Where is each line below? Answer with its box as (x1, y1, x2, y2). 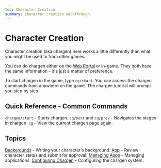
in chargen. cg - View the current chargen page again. (5, 120, 113, 126)
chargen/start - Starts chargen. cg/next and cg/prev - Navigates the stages (5, 115, 157, 121)
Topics (5, 134, 26, 142)
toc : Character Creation (5, 7, 55, 12)
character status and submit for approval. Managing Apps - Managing (5, 152, 145, 158)
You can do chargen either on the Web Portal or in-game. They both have (5, 63, 152, 69)
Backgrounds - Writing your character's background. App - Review (5, 147, 139, 153)
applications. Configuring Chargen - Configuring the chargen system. (5, 157, 144, 163)
